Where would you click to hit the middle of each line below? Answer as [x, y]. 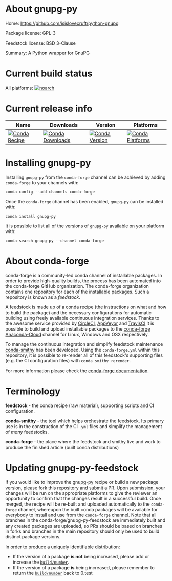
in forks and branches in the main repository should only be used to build [82, 531]
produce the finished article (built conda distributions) [62, 447]
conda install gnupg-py [31, 216]
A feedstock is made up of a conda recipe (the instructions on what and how [86, 307]
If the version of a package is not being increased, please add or [81, 556]
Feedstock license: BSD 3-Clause [40, 43]
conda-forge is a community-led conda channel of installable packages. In [84, 275]
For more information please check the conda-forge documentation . [77, 371]
